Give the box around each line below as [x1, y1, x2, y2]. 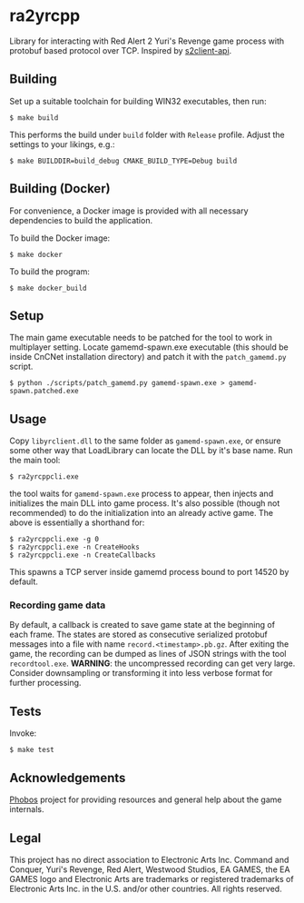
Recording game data [9, 599, 106, 611]
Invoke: [9, 728, 37, 739]
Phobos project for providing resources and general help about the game [9, 794, 282, 805]
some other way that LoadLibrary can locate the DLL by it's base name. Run [9, 445, 293, 456]
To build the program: [9, 265, 91, 277]
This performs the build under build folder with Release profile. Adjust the [9, 129, 285, 140]
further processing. [9, 678, 82, 689]
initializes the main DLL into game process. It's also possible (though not [9, 498, 280, 509]
